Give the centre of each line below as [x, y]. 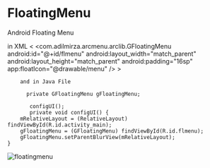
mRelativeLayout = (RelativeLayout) [74, 119]
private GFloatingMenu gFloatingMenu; [83, 94]
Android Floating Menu [41, 32]
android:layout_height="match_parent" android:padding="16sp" [100, 61]
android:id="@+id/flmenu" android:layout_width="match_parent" [102, 54]
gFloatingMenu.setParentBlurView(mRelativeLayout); [98, 137]
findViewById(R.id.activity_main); [60, 125]
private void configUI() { [69, 112]
